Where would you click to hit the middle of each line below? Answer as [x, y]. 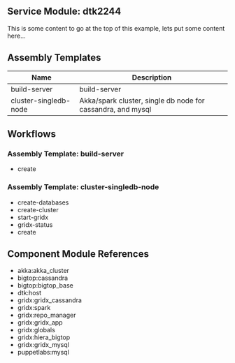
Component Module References [78, 254]
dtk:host [29, 293]
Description [152, 77]
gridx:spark [34, 308]
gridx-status [35, 224]
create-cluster [38, 209]
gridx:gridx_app [40, 323]
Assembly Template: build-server [66, 154]
